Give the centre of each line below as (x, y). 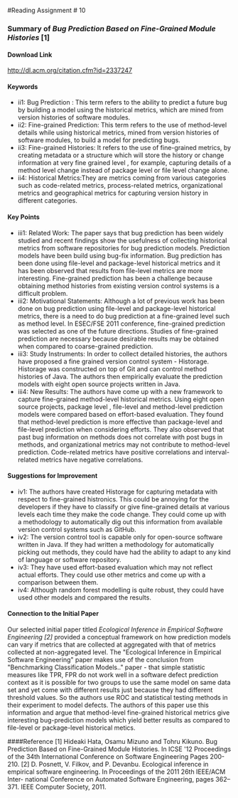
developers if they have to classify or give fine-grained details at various (124, 506)
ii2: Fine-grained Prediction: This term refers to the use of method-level (122, 125)
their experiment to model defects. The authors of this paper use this (108, 705)
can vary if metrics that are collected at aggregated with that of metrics (112, 644)
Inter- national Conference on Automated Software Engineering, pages (111, 779)
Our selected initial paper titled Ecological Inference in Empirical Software (115, 629)
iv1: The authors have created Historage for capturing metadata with (118, 491)
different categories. (48, 201)
